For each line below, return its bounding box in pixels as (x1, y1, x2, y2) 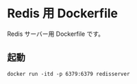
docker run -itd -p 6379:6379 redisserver (7, 70, 130, 77)
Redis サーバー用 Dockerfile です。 (7, 30, 105, 38)
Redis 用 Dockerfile (7, 6, 119, 21)
